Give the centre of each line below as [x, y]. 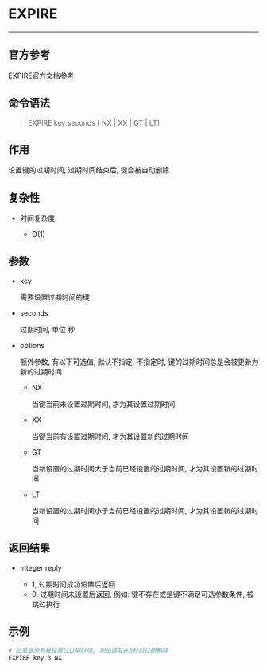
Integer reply [41, 567]
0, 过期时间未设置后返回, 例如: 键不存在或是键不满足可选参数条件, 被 [143, 594]
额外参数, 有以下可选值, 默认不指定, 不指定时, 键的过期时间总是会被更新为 [139, 362]
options [32, 345]
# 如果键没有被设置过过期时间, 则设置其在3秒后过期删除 [88, 650]
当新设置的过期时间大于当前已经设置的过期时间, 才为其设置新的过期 [141, 469]
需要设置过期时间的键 [54, 297]
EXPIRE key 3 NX [35, 658]
